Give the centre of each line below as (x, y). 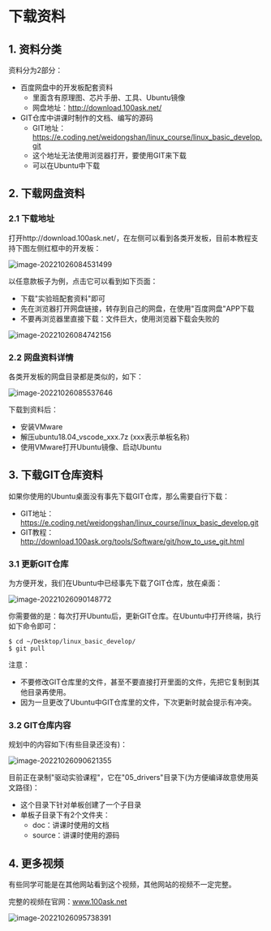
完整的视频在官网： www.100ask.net (68, 902)
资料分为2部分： (36, 70)
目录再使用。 (49, 692)
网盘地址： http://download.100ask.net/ (97, 108)
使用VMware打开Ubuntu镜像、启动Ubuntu (91, 446)
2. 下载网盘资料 (47, 194)
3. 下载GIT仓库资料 (56, 475)
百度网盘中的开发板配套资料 (67, 87)
